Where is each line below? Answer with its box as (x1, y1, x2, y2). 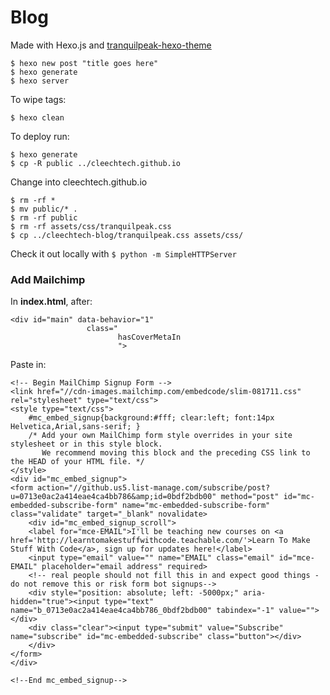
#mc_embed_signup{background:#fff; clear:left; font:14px (28, 413, 275, 423)
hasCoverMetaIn (117, 332, 182, 343)
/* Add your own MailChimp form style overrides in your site (28, 431, 293, 441)
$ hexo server (10, 76, 70, 86)
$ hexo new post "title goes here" (10, 58, 159, 68)
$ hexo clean (10, 112, 65, 123)
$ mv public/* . (10, 204, 78, 214)
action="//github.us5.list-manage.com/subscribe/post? (36, 483, 271, 493)
